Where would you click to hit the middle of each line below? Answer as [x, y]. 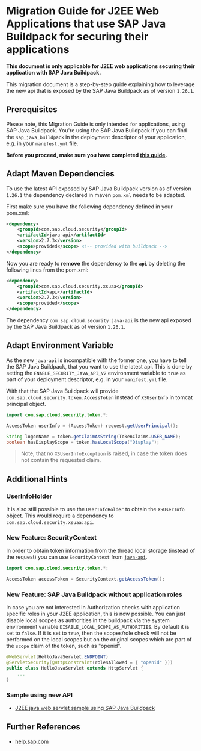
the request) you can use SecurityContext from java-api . [77, 557]
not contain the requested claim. [61, 460]
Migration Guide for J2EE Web [83, 11]
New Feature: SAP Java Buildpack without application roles [94, 594]
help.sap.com [32, 741]
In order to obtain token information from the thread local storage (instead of [101, 551]
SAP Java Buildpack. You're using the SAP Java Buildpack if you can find [97, 130]
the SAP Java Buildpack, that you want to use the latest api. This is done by [99, 366]
